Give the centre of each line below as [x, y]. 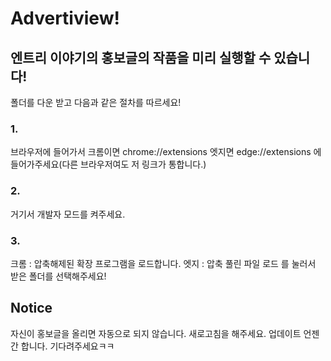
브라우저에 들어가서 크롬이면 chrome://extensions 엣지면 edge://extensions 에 [166, 152]
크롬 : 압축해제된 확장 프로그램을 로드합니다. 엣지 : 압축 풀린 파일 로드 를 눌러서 [163, 263]
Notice [31, 308]
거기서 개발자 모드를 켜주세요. [68, 214]
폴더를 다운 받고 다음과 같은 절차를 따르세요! [96, 102]
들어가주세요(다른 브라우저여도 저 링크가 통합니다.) [108, 164]
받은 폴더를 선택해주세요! [58, 276]
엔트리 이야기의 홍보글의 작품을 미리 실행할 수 [141, 57]
